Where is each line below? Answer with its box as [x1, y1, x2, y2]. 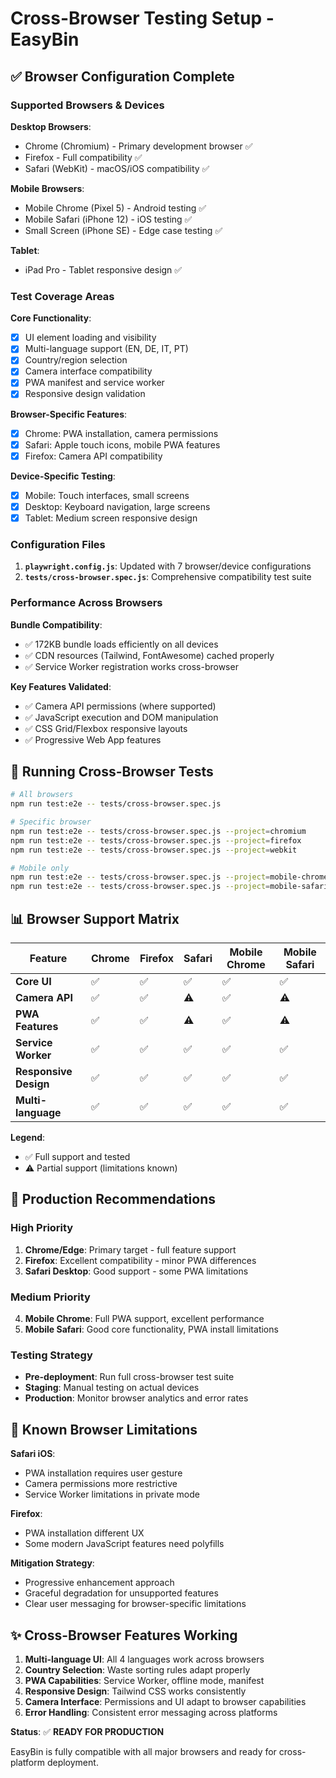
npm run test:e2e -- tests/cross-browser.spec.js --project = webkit [10, 845, 298, 855]
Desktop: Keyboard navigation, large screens [24, 500, 211, 512]
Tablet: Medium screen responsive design [24, 512, 198, 524]
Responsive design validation [24, 388, 146, 400]
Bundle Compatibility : [10, 618, 103, 631]
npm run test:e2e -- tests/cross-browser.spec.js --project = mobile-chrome [10, 872, 329, 882]
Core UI [15, 975, 52, 989]
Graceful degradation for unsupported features [24, 1587, 219, 1599]
